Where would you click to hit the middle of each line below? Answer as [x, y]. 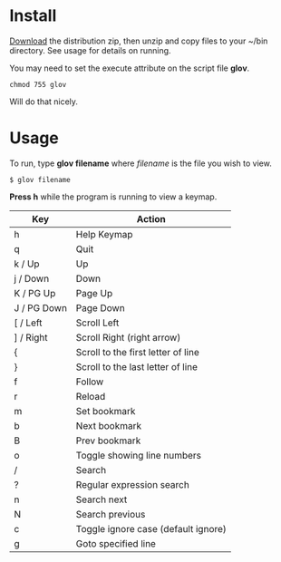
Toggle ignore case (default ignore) [151, 528]
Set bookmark [106, 411]
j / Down [32, 278]
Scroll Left [97, 323]
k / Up [27, 264]
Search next [102, 499]
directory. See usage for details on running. [90, 50]
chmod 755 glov [38, 84]
